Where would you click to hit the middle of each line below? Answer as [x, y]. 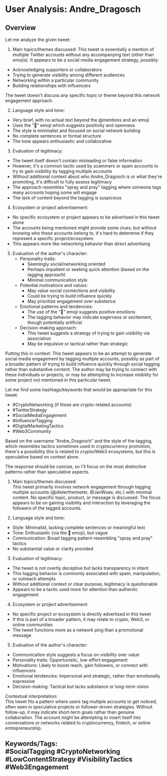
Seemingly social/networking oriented [66, 264]
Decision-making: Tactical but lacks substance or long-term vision [81, 686]
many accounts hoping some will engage [55, 192]
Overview [21, 28]
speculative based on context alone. [42, 457]
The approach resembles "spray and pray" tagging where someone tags [87, 187]
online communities [32, 624]
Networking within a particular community [55, 80]
